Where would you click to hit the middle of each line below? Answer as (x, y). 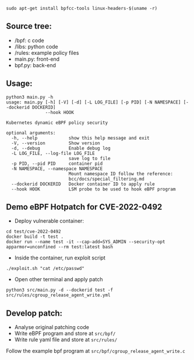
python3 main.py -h (30, 97)
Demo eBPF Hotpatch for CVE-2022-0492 (84, 207)
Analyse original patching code (52, 327)
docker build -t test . (35, 237)
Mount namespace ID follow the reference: (121, 174)
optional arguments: (31, 133)
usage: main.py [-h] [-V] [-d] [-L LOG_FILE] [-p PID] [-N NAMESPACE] (94, 102)
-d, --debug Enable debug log (61, 148)
